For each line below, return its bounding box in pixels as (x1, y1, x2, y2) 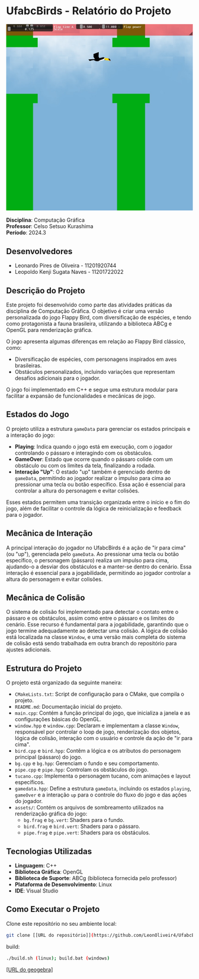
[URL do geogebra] (6, 966, 53, 973)
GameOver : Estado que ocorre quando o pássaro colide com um (14, 455, 173, 463)
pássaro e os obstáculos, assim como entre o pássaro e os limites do (6, 615, 175, 622)
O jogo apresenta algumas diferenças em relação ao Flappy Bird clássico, (6, 338, 185, 345)
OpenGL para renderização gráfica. (6, 326, 93, 333)
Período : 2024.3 (6, 229, 46, 236)
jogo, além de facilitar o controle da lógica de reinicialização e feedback (6, 505, 182, 512)
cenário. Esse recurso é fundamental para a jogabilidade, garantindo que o (6, 621, 188, 628)
